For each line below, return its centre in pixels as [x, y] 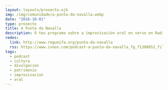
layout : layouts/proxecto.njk [37, 10]
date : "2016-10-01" [25, 19]
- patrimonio [23, 70]
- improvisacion [26, 75]
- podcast [20, 56]
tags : [11, 51]
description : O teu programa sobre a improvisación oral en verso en [79, 33]
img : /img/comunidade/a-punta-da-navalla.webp [54, 14]
